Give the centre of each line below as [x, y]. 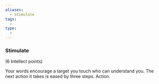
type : [11, 28]
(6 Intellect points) [24, 61]
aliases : [14, 10]
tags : [11, 19]
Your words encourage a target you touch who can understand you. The [79, 71]
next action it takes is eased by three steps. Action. [58, 76]
